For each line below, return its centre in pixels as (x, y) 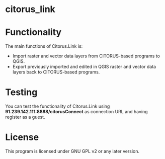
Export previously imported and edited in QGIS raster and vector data (84, 67)
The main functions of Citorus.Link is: (44, 46)
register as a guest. (25, 117)
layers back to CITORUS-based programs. (56, 72)
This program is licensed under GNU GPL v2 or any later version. (72, 151)
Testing (21, 92)
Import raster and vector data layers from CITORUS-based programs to (86, 56)
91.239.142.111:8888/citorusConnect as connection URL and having (76, 112)
